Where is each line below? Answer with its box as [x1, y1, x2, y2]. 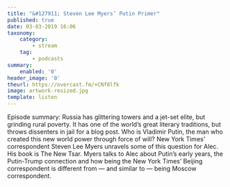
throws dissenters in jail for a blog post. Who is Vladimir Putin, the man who [7, 127, 224, 136]
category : [19, 36, 49, 43]
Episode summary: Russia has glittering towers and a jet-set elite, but [7, 113, 206, 121]
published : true [7, 17, 54, 24]
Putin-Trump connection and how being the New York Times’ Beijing [7, 157, 203, 165]
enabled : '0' [19, 68, 58, 75]
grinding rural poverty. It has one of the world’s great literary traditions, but [7, 121, 221, 128]
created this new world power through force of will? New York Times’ [7, 135, 206, 143]
